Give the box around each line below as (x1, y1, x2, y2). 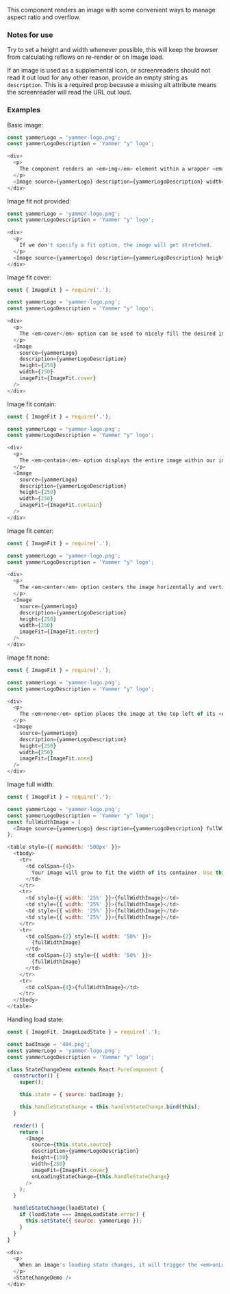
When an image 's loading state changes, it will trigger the (19, 1262, 197, 1269)
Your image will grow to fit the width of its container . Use (31, 869, 213, 876)
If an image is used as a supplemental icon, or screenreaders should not (7, 66, 211, 75)
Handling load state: (7, 1015, 64, 1023)
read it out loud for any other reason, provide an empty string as (7, 73, 188, 82)
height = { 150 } (31, 1154, 69, 1161)
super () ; (19, 1079, 44, 1086)
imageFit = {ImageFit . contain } (19, 501, 103, 509)
